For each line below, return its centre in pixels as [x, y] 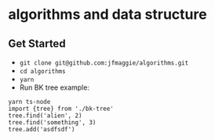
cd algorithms [42, 72]
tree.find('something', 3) [52, 123]
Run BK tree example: [55, 87]
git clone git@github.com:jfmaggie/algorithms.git [104, 63]
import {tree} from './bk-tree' [61, 109]
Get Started [37, 44]
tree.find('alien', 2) [45, 116]
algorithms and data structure [107, 15]
